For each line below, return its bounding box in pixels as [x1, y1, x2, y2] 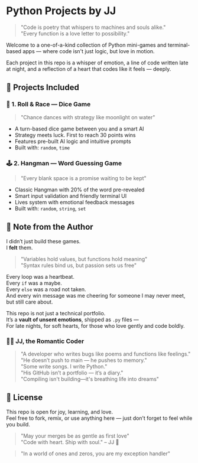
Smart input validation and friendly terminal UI [14, 192, 127, 199]
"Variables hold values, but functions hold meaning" [20, 255, 148, 262]
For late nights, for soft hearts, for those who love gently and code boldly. [6, 322, 185, 329]
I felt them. [6, 244, 33, 251]
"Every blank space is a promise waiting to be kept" [20, 174, 147, 181]
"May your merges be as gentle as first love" [20, 432, 129, 439]
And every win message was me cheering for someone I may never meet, [6, 292, 186, 299]
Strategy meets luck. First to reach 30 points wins [14, 131, 136, 138]
